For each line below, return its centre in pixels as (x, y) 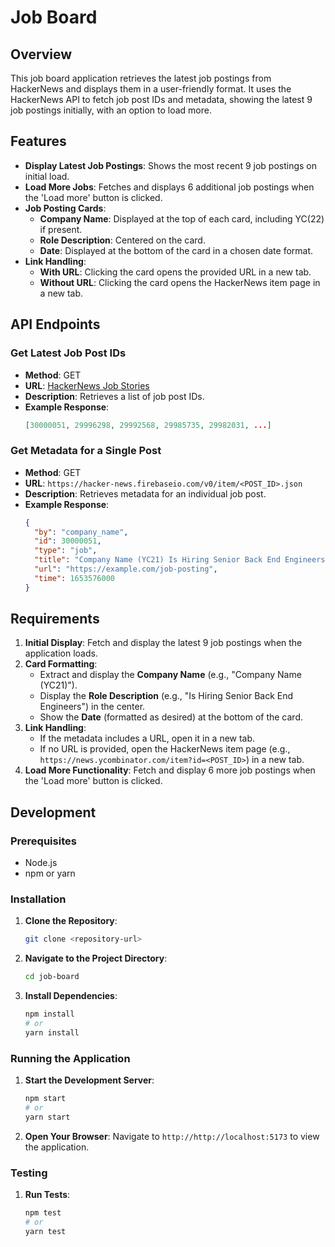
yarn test (45, 1231)
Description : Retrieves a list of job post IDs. (114, 396)
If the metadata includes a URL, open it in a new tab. (147, 738)
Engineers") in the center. (92, 707)
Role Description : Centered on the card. (122, 240)
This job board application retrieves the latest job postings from (141, 78)
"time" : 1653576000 (75, 578)
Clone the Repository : (71, 921)
